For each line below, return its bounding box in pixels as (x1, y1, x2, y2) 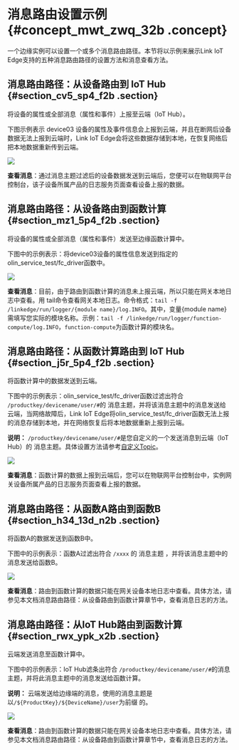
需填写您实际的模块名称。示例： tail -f (7, 313, 124, 322)
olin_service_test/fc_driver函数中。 (7, 258, 109, 267)
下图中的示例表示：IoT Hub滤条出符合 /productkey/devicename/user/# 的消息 (7, 665, 230, 673)
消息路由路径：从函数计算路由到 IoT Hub (7, 345, 185, 357)
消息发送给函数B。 (7, 558, 62, 567)
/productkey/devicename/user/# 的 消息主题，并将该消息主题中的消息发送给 (7, 400, 226, 410)
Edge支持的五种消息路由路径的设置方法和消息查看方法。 (7, 55, 172, 64)
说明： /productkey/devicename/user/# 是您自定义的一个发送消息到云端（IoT (7, 434, 229, 442)
